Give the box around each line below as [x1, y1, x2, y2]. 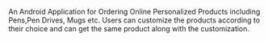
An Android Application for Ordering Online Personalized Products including [8, 7, 261, 16]
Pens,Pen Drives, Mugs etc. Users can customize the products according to [8, 15, 261, 25]
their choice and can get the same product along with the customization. [8, 24, 250, 33]
